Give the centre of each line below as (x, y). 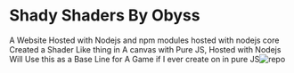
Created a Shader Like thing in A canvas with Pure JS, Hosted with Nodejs (145, 49)
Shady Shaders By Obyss (105, 16)
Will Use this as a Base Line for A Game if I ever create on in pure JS (135, 59)
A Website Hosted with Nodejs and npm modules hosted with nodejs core (144, 40)
